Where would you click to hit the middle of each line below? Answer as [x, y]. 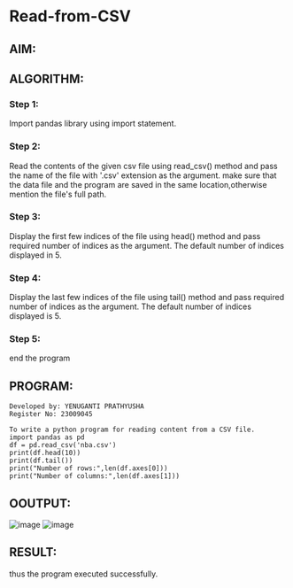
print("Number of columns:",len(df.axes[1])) [94, 476]
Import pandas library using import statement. [93, 124]
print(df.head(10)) [45, 453]
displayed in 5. [35, 255]
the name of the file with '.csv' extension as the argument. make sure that [143, 175]
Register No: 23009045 [51, 414]
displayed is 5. [35, 316]
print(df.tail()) [41, 461]
